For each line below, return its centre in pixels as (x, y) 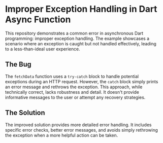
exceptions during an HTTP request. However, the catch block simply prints (82, 81)
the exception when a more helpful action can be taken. (62, 135)
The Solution (25, 113)
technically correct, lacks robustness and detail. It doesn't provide (72, 92)
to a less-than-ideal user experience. (43, 49)
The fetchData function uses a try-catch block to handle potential (72, 76)
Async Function (38, 19)
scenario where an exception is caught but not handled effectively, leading (81, 43)
